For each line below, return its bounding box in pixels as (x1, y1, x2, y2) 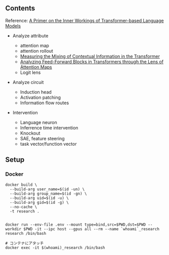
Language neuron (20, 119, 57, 125)
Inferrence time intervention (20, 124, 78, 131)
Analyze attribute (12, 32, 49, 38)
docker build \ (5, 182, 37, 187)
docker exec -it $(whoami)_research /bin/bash (5, 245, 105, 250)
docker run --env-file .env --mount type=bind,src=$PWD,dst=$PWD (5, 222, 146, 227)
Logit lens (20, 69, 41, 75)
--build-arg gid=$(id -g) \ (10, 200, 69, 205)
